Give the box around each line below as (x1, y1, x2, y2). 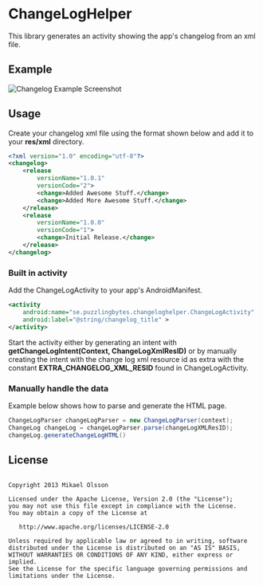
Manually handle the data (8, 383, 109, 394)
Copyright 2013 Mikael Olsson (8, 482, 109, 490)
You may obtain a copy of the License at (8, 509, 148, 517)
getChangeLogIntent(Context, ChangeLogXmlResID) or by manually (8, 346, 237, 356)
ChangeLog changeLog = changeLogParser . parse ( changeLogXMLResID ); (8, 423, 234, 431)
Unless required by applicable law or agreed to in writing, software (8, 537, 248, 545)
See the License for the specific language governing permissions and (8, 565, 248, 573)
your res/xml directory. (8, 136, 84, 146)
